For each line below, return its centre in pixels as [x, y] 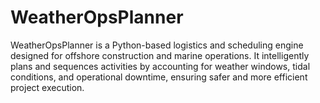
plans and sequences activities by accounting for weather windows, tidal [160, 66]
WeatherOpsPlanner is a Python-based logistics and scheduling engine [157, 45]
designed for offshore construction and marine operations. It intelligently [160, 55]
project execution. [47, 87]
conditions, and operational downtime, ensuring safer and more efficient [159, 77]
